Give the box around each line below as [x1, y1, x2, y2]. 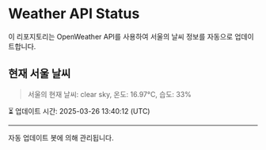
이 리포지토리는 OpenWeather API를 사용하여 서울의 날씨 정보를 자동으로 [8, 32, 234, 41]
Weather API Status [8, 5, 140, 23]
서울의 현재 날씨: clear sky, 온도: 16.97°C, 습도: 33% [27, 89, 192, 99]
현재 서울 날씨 [8, 67, 71, 81]
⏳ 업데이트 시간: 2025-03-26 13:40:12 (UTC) [8, 106, 150, 115]
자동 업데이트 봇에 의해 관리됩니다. [8, 133, 114, 142]
